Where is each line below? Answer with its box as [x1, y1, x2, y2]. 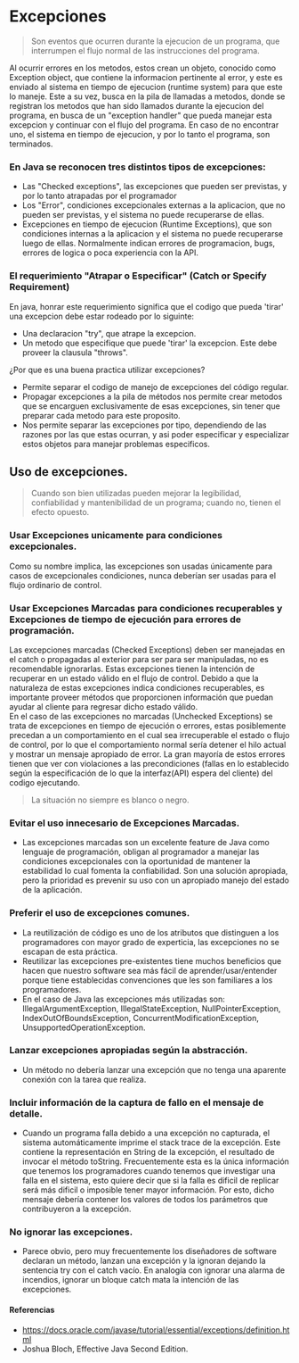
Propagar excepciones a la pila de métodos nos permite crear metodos [21, 391, 283, 402]
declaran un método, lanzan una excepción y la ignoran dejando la [21, 1256, 266, 1267]
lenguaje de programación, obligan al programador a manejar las [21, 846, 260, 858]
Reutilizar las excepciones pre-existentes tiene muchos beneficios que [21, 955, 282, 966]
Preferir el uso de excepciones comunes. [9, 907, 190, 919]
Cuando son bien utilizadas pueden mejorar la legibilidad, [30, 488, 242, 499]
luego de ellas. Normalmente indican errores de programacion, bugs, [21, 238, 276, 249]
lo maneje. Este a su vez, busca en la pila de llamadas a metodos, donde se [9, 91, 286, 102]
